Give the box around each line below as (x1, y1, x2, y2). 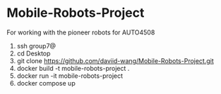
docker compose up (16, 79, 76, 87)
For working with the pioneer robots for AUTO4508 (6, 28, 155, 36)
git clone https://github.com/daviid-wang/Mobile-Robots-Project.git (16, 56, 215, 65)
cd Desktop (16, 49, 51, 58)
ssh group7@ (16, 41, 56, 50)
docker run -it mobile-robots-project (16, 72, 124, 80)
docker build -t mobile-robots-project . (16, 64, 130, 72)
